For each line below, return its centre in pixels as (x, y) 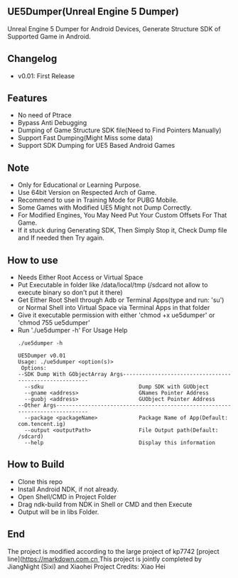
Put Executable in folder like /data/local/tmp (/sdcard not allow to (113, 285)
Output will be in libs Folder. (58, 512)
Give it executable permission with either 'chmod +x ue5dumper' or (116, 315)
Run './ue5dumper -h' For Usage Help (72, 331)
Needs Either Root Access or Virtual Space (80, 277)
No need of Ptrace (45, 115)
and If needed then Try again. (61, 238)
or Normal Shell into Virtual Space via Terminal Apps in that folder (114, 308)
